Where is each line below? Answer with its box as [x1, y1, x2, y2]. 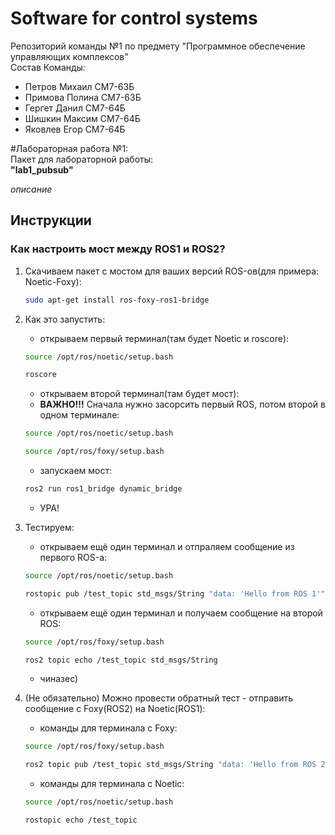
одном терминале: [39, 409, 120, 421]
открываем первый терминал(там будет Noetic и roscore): [39, 332, 290, 344]
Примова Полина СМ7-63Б [24, 91, 142, 103]
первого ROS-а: [39, 551, 108, 563]
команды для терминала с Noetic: [39, 778, 185, 790]
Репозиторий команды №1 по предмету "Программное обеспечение [10, 40, 306, 52]
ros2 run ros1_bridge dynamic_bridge [24, 484, 183, 494]
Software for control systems [10, 7, 258, 30]
